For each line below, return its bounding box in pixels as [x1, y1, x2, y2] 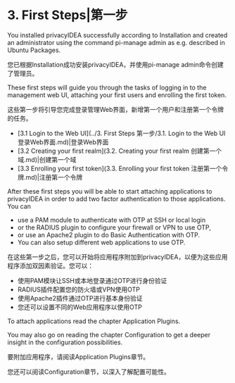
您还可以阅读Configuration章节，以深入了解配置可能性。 [7, 368, 171, 376]
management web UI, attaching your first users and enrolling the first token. [7, 90, 227, 99]
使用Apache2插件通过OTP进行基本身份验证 [17, 294, 143, 302]
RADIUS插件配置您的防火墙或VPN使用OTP [17, 285, 141, 294]
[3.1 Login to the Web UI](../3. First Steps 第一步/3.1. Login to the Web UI [17, 129, 226, 137]
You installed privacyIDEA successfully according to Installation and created [7, 30, 228, 39]
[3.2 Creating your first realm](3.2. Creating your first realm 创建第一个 [17, 146, 222, 155]
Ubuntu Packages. [7, 46, 61, 54]
